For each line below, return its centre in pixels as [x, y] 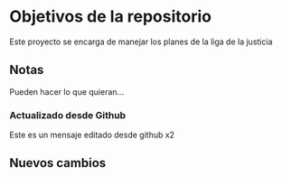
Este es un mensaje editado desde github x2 [92, 135]
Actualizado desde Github [68, 115]
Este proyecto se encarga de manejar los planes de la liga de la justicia [141, 42]
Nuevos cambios [58, 163]
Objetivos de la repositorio [111, 17]
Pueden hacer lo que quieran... [67, 91]
